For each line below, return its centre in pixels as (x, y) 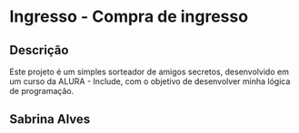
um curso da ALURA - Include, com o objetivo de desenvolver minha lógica (150, 81)
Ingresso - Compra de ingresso (129, 17)
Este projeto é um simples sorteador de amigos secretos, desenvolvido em (149, 71)
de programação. (42, 91)
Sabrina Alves (50, 119)
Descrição (39, 50)
